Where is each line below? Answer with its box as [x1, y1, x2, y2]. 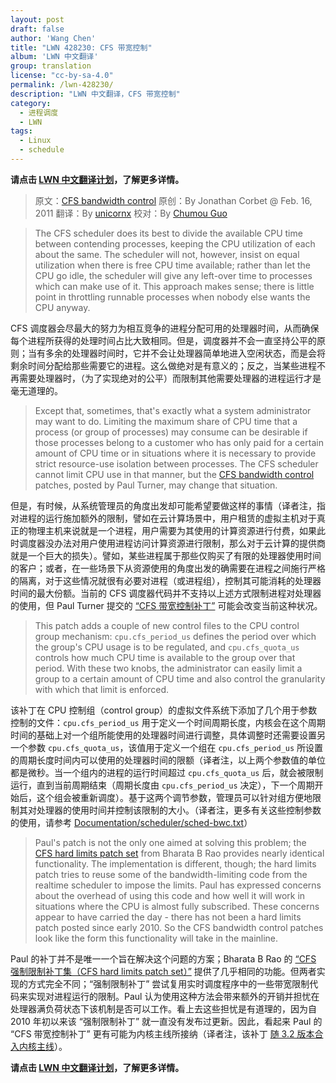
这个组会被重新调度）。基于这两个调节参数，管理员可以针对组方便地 [36, 791, 313, 803]
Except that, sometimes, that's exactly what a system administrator [34, 404, 312, 416]
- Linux [19, 136, 52, 146]
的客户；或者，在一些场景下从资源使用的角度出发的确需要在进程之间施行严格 [10, 562, 326, 574]
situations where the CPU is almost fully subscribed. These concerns [34, 900, 320, 912]
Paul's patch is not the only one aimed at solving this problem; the [34, 836, 307, 848]
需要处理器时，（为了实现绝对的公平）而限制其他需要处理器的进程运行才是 [18, 372, 322, 384]
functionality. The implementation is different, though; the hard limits [34, 857, 317, 870]
